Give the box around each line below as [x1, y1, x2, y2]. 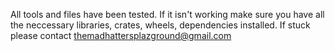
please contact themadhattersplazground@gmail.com [10, 30, 232, 41]
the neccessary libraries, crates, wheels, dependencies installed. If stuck [10, 19, 311, 31]
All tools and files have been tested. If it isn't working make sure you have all [10, 9, 325, 20]
